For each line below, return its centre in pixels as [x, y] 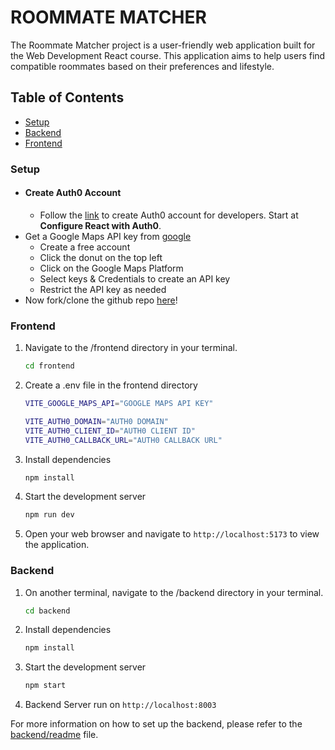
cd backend [47, 611]
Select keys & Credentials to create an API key [135, 278]
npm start [45, 686]
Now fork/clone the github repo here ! [101, 300]
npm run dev [49, 515]
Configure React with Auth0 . [100, 225]
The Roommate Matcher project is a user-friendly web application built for [163, 45]
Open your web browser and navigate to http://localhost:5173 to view [172, 534]
